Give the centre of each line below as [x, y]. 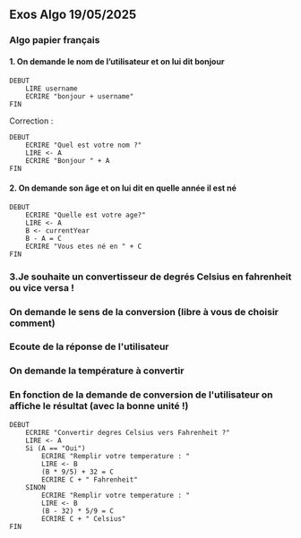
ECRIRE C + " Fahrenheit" [90, 479]
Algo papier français [55, 40]
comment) [32, 323]
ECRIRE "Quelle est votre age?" [86, 215]
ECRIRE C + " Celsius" [84, 518]
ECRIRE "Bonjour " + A [68, 160]
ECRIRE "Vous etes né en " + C [84, 246]
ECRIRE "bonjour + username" [80, 96]
